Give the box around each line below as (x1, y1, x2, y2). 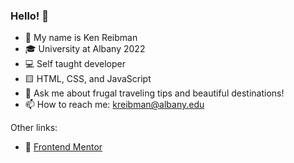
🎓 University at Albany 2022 (24, 43, 146, 55)
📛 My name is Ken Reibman (24, 32, 138, 44)
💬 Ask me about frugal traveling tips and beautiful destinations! (24, 87, 285, 99)
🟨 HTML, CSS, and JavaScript (24, 73, 152, 85)
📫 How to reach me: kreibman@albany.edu (24, 99, 205, 111)
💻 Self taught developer (24, 58, 126, 70)
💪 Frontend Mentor (24, 141, 103, 153)
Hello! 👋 (10, 9, 50, 23)
